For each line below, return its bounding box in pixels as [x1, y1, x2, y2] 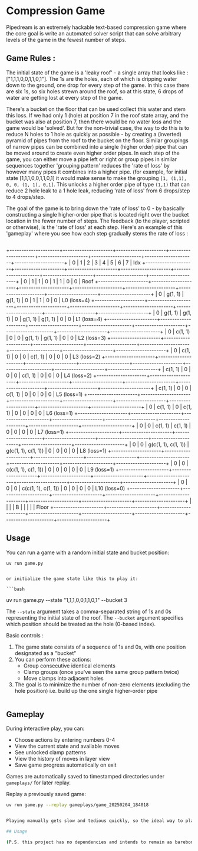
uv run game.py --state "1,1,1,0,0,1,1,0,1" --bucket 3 [6, 596, 128, 603]
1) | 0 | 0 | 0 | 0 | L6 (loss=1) [6, 409, 74, 417]
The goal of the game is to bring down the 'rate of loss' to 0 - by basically [6, 205, 185, 212]
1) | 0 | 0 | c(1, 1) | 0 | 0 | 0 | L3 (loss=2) [6, 353, 101, 360]
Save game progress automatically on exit [14, 761, 117, 768]
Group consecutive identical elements [23, 662, 116, 669]
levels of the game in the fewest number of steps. [6, 36, 127, 43]
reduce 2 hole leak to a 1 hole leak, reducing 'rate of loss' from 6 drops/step [6, 187, 190, 194]
